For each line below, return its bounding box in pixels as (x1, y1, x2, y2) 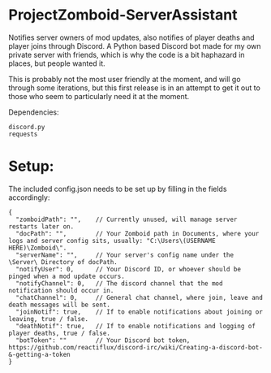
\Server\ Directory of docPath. (8, 258, 118, 266)
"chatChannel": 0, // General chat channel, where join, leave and (15, 293, 264, 301)
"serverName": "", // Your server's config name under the (15, 250, 234, 259)
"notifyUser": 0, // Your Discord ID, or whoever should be (15, 265, 242, 273)
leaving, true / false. (8, 314, 89, 323)
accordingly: (8, 193, 50, 202)
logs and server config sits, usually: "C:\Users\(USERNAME (8, 236, 217, 245)
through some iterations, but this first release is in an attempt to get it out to (8, 83, 261, 93)
